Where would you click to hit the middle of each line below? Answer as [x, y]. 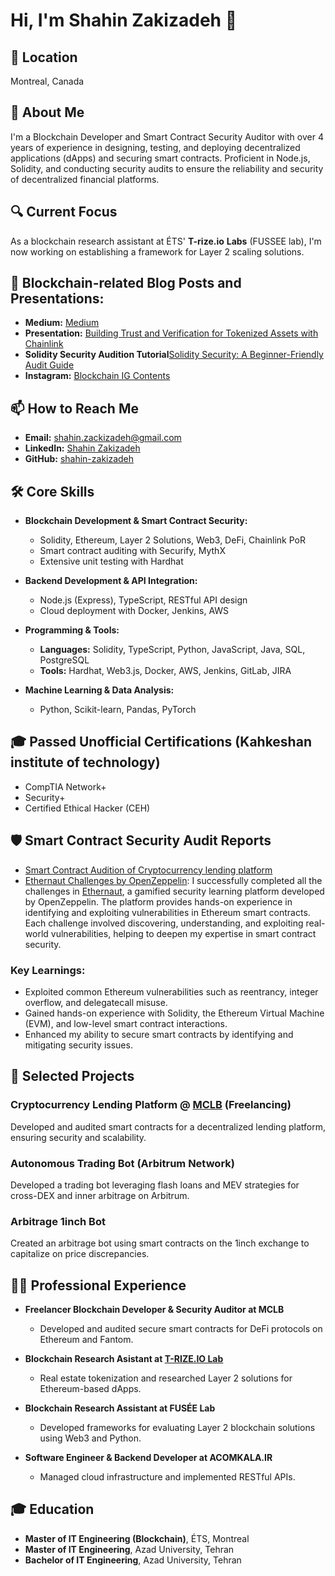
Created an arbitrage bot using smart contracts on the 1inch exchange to [160, 1243]
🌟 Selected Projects [72, 1076]
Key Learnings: [48, 970]
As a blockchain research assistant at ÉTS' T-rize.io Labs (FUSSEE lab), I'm [166, 241]
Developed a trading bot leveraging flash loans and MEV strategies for [155, 1185]
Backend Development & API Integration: [111, 581]
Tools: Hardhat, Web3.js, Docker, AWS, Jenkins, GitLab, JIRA [165, 671]
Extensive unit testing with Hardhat [111, 561]
